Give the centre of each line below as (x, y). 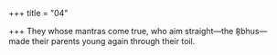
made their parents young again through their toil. (102, 41)
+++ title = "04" (38, 13)
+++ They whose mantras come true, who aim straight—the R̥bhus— (138, 31)
